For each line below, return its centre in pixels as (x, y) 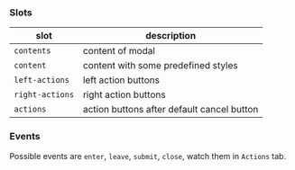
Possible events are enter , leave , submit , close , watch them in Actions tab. (148, 156)
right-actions (44, 95)
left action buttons (121, 80)
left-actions (42, 80)
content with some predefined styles (161, 66)
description (171, 36)
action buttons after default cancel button (171, 110)
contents (32, 51)
